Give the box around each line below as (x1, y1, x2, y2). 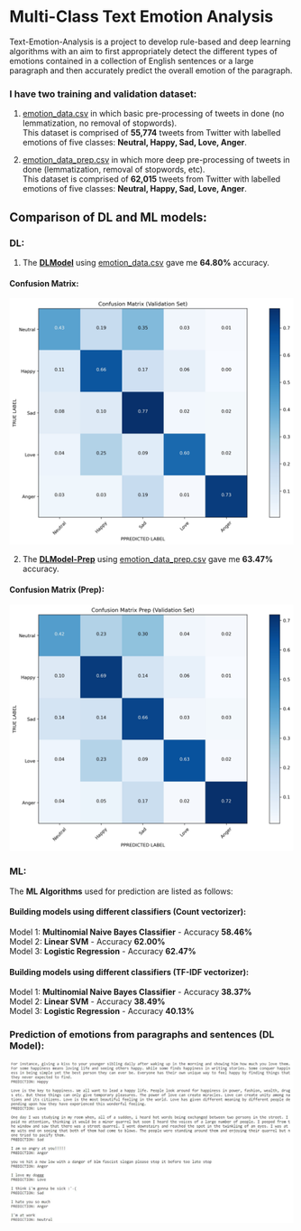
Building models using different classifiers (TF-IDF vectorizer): (9, 966, 250, 977)
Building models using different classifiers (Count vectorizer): (9, 907, 246, 917)
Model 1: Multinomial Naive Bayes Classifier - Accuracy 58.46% (9, 926, 252, 937)
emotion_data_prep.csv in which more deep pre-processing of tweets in (22, 155, 290, 165)
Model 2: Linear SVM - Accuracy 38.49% (9, 996, 166, 1007)
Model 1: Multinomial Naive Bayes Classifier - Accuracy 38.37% (9, 987, 252, 998)
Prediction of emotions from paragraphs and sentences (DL (9, 1029, 275, 1041)
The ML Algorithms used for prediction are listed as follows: (9, 886, 233, 897)
